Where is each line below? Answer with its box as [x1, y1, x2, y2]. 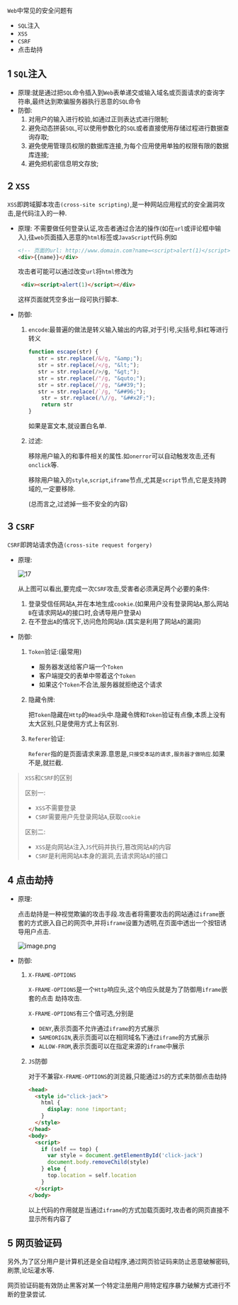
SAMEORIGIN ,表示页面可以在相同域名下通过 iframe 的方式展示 [38, 1032, 210, 1042]
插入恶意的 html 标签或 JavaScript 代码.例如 [56, 233, 177, 241]
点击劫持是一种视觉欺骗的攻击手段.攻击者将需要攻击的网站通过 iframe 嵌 [17, 910, 225, 918]
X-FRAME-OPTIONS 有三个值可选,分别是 [28, 1009, 135, 1017]
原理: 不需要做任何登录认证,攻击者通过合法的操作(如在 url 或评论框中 [17, 224, 215, 232]
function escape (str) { [28, 349, 99, 356]
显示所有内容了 [28, 1214, 72, 1223]
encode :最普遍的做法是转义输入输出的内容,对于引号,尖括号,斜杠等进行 [28, 325, 229, 334]
